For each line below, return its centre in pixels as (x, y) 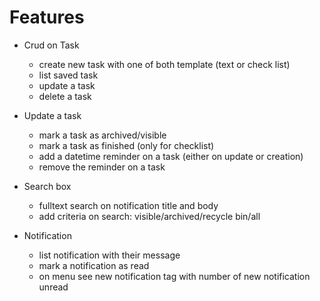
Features (47, 17)
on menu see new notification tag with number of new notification (174, 276)
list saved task (68, 75)
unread (53, 287)
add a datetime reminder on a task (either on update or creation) (171, 156)
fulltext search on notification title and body (128, 205)
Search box (47, 186)
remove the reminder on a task (102, 167)
